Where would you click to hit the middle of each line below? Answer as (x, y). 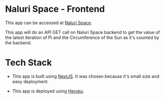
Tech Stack (29, 63)
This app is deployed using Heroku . (48, 91)
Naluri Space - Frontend (55, 9)
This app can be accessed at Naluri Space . (49, 23)
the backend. (18, 42)
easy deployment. (31, 81)
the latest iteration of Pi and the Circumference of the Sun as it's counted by (82, 37)
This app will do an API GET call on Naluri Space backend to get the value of (82, 32)
